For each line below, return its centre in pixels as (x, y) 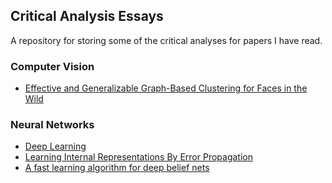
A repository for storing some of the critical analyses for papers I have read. (166, 40)
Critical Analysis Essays (87, 16)
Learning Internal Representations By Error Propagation (138, 157)
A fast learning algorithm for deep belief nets (117, 168)
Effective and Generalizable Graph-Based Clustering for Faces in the (166, 88)
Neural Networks (52, 125)
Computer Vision (52, 66)
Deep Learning (55, 146)
